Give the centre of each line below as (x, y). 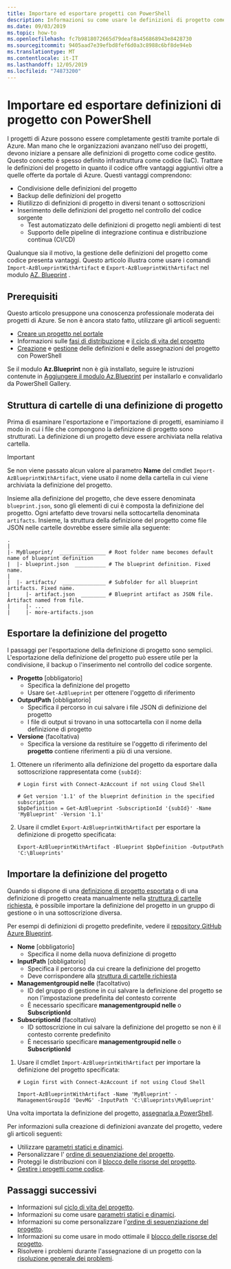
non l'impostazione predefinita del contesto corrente (102, 997)
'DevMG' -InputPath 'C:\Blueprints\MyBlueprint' (143, 1100)
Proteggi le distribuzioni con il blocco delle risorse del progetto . (107, 1161)
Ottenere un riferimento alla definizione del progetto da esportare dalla (117, 764)
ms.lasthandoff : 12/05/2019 (47, 65)
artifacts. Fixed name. (41, 589)
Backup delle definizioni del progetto (69, 196)
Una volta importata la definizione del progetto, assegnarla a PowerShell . (110, 1113)
